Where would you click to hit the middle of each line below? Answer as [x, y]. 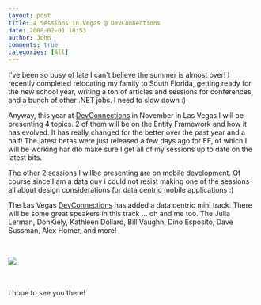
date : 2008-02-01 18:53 [47, 30]
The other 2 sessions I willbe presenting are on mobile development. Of [125, 173]
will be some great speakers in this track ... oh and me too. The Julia [119, 213]
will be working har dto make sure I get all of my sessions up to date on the [130, 149]
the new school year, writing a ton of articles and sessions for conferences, [131, 91]
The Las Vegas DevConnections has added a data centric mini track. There [130, 205]
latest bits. [25, 158]
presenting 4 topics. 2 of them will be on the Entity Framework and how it [128, 124]
